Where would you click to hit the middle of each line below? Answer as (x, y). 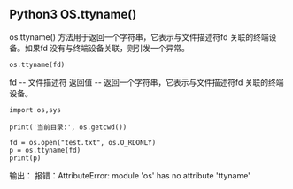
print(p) (25, 158)
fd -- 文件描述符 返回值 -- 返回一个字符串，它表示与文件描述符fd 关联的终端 (147, 82)
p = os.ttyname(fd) (45, 150)
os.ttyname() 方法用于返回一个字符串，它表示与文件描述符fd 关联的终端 (139, 37)
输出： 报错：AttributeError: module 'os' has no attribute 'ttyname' (130, 175)
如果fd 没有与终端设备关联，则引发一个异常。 (107, 48)
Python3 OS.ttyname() (73, 15)
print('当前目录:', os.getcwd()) (68, 127)
